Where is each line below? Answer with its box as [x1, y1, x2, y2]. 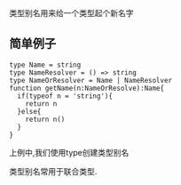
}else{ [17, 107, 42, 116]
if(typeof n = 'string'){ [17, 92, 114, 101]
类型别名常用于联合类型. [9, 165, 98, 176]
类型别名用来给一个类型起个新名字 [9, 8, 134, 18]
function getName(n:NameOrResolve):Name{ [9, 84, 165, 92]
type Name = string [9, 60, 82, 69]
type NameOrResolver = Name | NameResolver [9, 76, 173, 84]
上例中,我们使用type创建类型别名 [9, 147, 130, 157]
